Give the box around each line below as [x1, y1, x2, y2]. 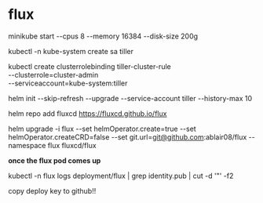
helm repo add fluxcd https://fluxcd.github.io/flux [8, 108, 167, 118]
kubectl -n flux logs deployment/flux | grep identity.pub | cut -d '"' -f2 [8, 171, 234, 180]
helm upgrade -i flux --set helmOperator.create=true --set [8, 124, 196, 133]
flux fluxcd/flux [47, 140, 97, 150]
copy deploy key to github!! [8, 186, 97, 195]
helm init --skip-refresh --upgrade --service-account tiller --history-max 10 [8, 93, 253, 103]
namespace [8, 140, 46, 150]
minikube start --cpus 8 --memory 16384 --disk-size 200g [8, 31, 199, 41]
